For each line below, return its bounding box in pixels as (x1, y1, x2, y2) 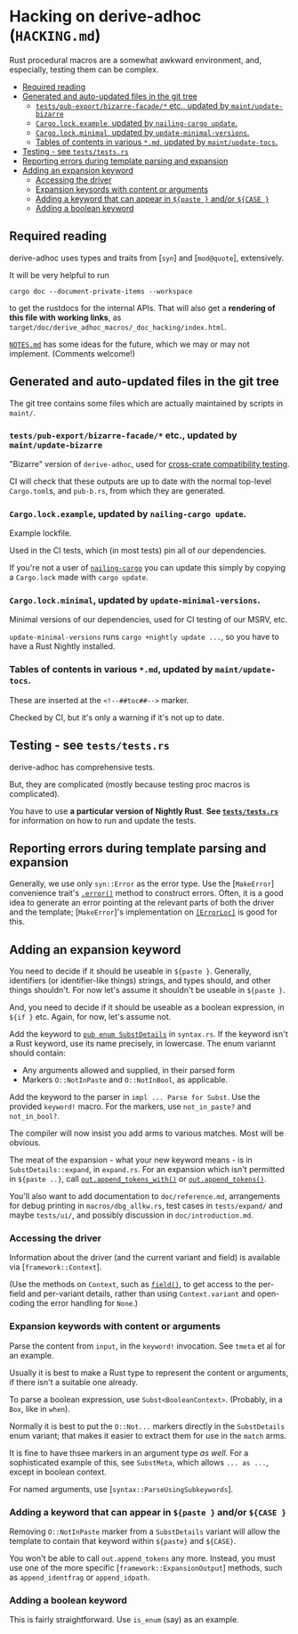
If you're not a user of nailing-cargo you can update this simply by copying (9, 562, 286, 573)
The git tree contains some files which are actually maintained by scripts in (9, 398, 284, 408)
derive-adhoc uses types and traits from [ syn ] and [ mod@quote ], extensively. (9, 252, 285, 263)
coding (9, 1298, 36, 1309)
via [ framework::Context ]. (9, 1261, 102, 1272)
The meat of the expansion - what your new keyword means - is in (9, 1154, 254, 1165)
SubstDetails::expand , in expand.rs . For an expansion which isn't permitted (9, 1164, 286, 1175)
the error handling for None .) (36, 1298, 139, 1309)
